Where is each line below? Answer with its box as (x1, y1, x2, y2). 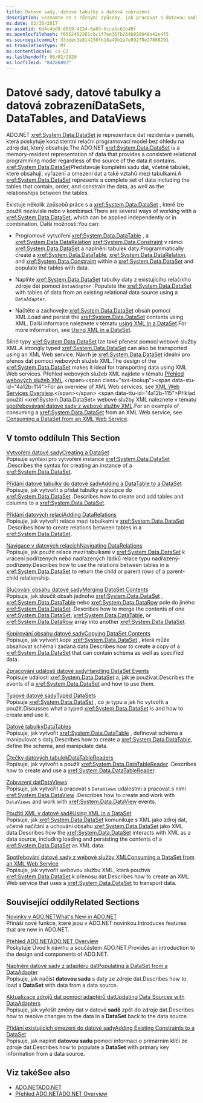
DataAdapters (6, 1000, 41, 1007)
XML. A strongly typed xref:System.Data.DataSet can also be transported (6, 345, 187, 352)
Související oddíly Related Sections (6, 897, 140, 907)
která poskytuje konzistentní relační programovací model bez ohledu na (6, 137, 184, 145)
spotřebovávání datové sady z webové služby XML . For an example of (6, 402, 179, 409)
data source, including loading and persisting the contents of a (6, 835, 162, 843)
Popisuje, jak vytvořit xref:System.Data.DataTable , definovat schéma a (6, 729, 183, 737)
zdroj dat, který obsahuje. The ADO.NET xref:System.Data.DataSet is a (6, 144, 180, 151)
